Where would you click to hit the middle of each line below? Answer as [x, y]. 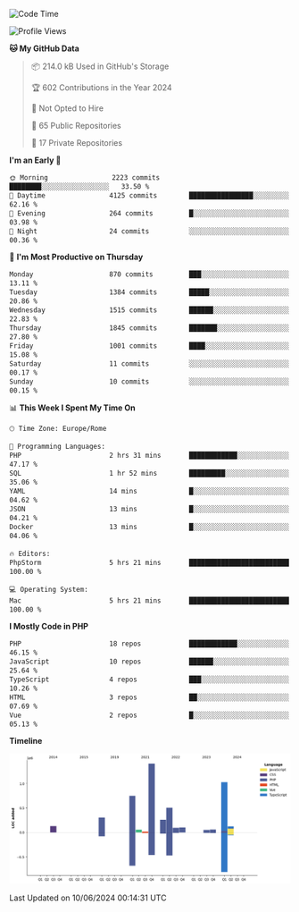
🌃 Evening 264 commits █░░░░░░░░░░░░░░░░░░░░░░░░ [149, 214]
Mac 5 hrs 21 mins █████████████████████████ [149, 601]
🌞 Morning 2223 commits [85, 178]
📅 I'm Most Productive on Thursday [76, 257]
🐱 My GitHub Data [45, 48]
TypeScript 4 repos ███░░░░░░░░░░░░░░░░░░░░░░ [149, 680]
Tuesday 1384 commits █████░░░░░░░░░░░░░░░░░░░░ [149, 292]
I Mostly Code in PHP [49, 626]
